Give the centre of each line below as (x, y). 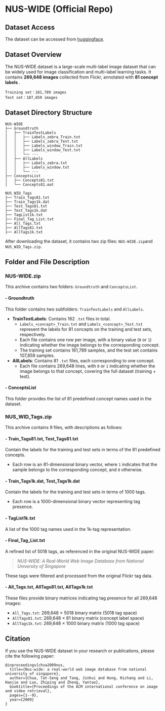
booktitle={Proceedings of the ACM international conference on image (84, 687)
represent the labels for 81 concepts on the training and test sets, (86, 329)
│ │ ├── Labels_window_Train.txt (44, 146)
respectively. (33, 334)
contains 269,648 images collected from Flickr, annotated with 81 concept (82, 77)
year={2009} (22, 700)
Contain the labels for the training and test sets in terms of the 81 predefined (83, 450)
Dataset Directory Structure (49, 113)
